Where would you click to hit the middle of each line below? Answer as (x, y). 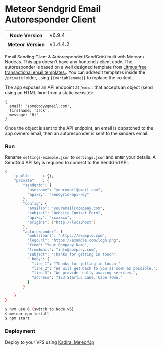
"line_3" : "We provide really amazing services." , (85, 273)
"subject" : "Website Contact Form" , (65, 213)
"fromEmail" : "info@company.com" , (62, 250)
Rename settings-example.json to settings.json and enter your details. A (80, 157)
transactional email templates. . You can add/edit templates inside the (75, 72)
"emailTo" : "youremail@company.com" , (66, 208)
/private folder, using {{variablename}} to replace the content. (69, 77)
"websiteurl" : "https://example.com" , (67, 236)
